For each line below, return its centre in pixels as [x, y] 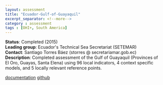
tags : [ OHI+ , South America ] [36, 28]
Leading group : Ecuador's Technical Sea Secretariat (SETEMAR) [71, 47]
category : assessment [28, 23]
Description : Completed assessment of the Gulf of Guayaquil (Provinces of [81, 57]
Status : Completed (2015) [31, 42]
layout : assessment [25, 10]
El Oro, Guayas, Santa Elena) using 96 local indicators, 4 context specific [79, 63]
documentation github [28, 78]
